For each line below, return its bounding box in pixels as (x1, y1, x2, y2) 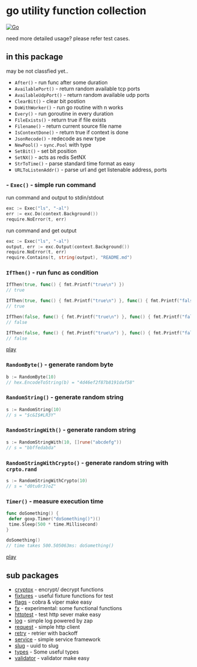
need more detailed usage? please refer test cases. (6, 35, 130, 42)
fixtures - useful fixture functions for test (14, 592, 113, 600)
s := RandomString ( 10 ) (6, 407, 62, 412)
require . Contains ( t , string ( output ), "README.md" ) (6, 255, 133, 260)
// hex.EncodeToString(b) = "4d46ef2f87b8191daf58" (6, 380, 135, 385)
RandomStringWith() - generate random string (6, 426, 136, 434)
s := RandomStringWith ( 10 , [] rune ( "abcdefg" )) (6, 439, 122, 445)
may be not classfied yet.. (6, 67, 69, 75)
